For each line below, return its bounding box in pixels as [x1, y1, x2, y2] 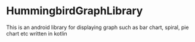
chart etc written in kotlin [6, 30, 67, 37]
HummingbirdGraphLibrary [6, 4, 143, 18]
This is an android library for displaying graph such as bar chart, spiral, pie [6, 24, 189, 31]
